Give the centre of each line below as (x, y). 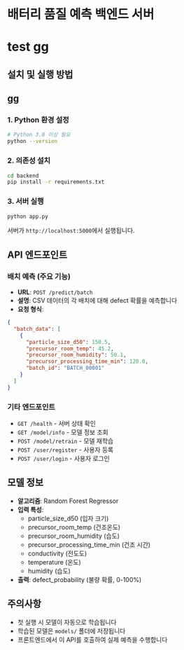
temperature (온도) (55, 562)
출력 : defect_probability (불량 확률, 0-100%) (79, 579)
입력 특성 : (30, 509)
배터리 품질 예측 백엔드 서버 (81, 14)
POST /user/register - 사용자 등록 (65, 450)
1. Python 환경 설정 (38, 120)
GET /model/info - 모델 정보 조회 (63, 432)
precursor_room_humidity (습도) (74, 536)
